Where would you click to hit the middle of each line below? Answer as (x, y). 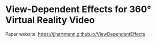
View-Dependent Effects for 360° (78, 9)
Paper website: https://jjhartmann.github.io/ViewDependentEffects (75, 34)
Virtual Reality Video (50, 20)
